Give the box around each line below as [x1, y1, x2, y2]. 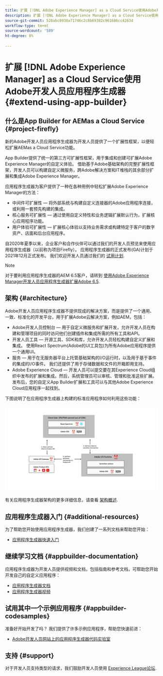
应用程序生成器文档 [12, 582, 51, 588]
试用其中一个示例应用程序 [5, 604, 81, 612]
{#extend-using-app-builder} [5, 97, 127, 108]
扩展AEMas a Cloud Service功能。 [9, 144, 78, 150]
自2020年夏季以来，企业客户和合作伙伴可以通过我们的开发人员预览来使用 [5, 241, 152, 246]
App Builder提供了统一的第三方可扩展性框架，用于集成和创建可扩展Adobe [5, 155, 152, 160]
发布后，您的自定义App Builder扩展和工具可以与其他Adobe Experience [12, 379, 154, 385]
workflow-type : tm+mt [5, 23, 49, 28]
